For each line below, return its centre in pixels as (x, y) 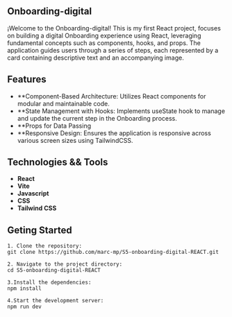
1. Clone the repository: (44, 246)
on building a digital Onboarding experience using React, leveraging (104, 35)
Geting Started (40, 230)
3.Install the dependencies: (49, 283)
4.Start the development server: (56, 301)
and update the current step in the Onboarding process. (97, 118)
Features (27, 79)
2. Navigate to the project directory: (65, 264)
